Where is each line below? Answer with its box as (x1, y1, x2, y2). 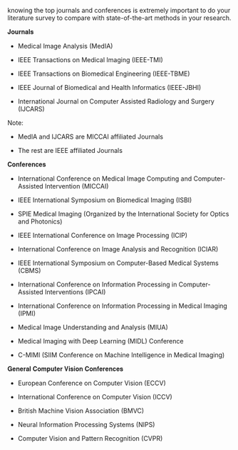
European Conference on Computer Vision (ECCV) (17, 379, 166, 387)
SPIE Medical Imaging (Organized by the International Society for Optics (17, 210, 229, 218)
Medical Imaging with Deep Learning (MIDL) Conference (17, 337, 184, 345)
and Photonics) (17, 217, 63, 226)
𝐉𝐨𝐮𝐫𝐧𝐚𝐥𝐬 (7, 28, 34, 36)
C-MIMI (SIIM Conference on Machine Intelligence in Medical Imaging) (17, 351, 225, 359)
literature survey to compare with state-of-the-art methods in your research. (7, 14, 232, 22)
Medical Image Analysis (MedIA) (17, 42, 113, 50)
